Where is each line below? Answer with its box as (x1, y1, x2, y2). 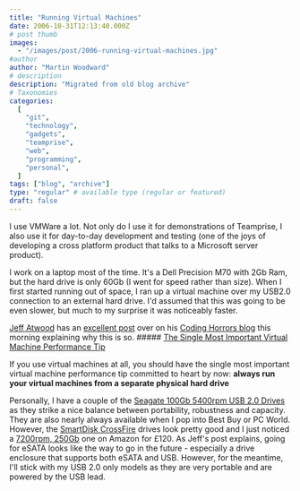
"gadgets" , (25, 130, 66, 139)
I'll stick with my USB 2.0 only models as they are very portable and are (9, 461, 273, 472)
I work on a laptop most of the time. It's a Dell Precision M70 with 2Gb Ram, (9, 266, 288, 278)
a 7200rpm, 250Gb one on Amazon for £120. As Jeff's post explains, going (9, 433, 286, 444)
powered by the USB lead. (9, 471, 106, 482)
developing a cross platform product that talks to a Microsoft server (9, 239, 259, 251)
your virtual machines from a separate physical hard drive (9, 377, 230, 388)
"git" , (25, 113, 50, 122)
